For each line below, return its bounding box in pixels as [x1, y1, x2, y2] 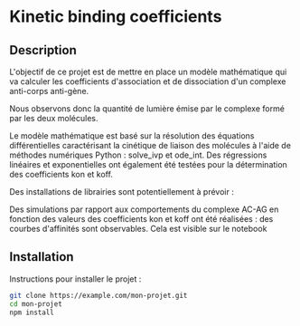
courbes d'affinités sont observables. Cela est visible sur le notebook [9, 224, 267, 234]
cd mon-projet [9, 299, 63, 309]
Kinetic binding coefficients [9, 6, 222, 27]
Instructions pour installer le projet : [9, 273, 142, 284]
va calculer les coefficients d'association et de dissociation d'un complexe [9, 76, 286, 87]
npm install [9, 308, 54, 317]
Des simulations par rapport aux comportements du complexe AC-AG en [9, 204, 279, 215]
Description [9, 43, 77, 58]
